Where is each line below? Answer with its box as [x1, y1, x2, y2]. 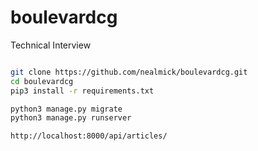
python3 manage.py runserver [10, 113, 132, 123]
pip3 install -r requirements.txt [10, 86, 155, 96]
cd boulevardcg [10, 76, 74, 86]
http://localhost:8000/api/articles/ [10, 131, 168, 141]
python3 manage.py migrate [10, 104, 123, 114]
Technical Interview [10, 39, 92, 51]
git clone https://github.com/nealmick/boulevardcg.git [10, 67, 248, 77]
